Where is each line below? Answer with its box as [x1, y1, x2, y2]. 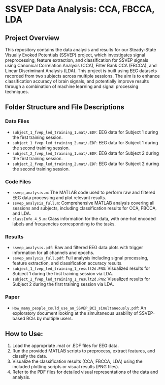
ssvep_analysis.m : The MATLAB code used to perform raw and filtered [12, 189, 156, 195]
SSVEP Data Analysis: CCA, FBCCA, [5, 3, 155, 15]
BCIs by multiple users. [26, 315, 73, 321]
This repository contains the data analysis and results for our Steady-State [5, 47, 156, 52]
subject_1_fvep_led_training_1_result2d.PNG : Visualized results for [12, 265, 150, 271]
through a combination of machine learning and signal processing [5, 84, 139, 89]
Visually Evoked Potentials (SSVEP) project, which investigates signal [5, 52, 145, 58]
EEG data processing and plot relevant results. [12, 194, 106, 201]
